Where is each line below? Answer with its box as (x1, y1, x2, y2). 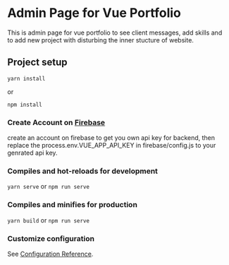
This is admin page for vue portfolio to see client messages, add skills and (7, 28, 223, 37)
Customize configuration (7, 233, 95, 243)
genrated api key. (7, 148, 58, 157)
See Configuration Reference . (7, 249, 94, 258)
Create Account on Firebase (7, 117, 106, 127)
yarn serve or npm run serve (7, 182, 90, 191)
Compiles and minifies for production (7, 200, 137, 210)
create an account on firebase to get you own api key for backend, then (7, 134, 216, 142)
